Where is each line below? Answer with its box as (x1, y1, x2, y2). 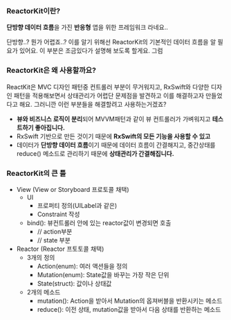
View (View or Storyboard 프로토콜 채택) (16, 185, 129, 193)
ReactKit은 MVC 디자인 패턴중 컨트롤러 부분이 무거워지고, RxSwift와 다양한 (6, 82, 210, 91)
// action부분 (37, 227, 73, 235)
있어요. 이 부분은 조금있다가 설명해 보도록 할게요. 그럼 (19, 46, 163, 55)
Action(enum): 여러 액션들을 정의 (37, 262, 128, 270)
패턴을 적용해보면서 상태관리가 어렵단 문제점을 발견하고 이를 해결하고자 (13, 91, 205, 100)
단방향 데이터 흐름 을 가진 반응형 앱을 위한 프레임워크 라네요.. (6, 23, 169, 32)
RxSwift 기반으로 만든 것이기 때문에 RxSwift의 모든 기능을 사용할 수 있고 (16, 132, 211, 140)
